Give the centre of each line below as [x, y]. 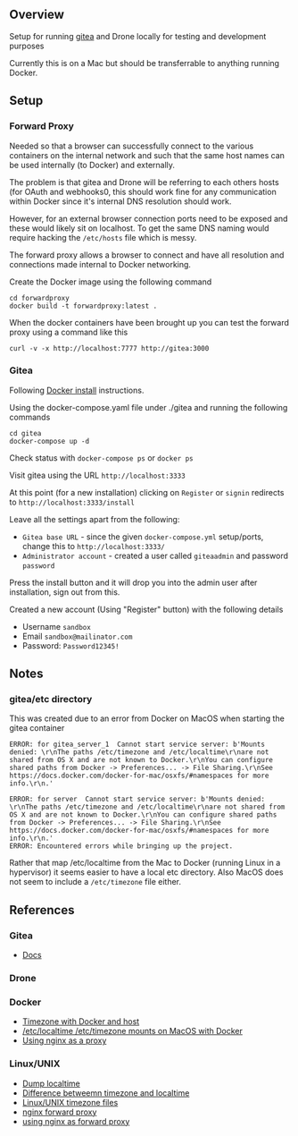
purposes [27, 46]
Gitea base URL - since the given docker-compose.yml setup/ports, [143, 537]
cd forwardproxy [39, 298]
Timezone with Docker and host [81, 1022]
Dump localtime [51, 1083]
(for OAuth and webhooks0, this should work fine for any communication [143, 191]
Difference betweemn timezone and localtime [106, 1093]
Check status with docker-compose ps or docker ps [101, 458]
